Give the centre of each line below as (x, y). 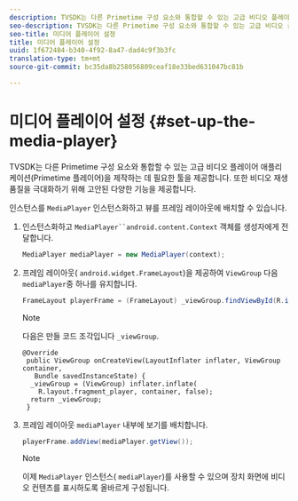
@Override (40, 353)
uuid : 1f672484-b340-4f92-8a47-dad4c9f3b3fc (93, 51)
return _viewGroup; (66, 399)
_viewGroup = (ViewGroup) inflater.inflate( (114, 384)
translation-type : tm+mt (55, 59)
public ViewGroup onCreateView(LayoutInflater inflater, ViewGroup (153, 361)
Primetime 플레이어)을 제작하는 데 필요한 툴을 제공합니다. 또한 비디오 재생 (161, 178)
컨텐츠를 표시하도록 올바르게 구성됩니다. (101, 488)
